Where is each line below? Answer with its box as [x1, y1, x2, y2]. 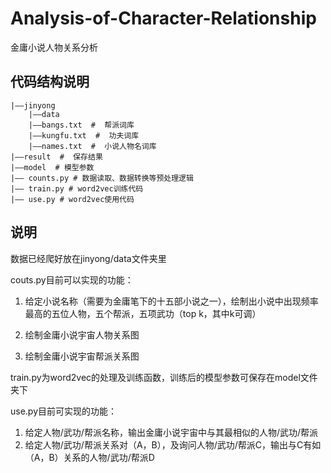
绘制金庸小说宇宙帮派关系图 [24, 350, 140, 362]
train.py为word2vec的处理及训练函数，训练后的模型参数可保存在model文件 [10, 371, 318, 383]
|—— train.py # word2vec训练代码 [10, 183, 144, 194]
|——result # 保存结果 [10, 152, 103, 162]
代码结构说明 [10, 73, 90, 91]
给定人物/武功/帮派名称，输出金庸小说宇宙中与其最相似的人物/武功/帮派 [24, 426, 318, 438]
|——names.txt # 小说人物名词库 [28, 141, 157, 151]
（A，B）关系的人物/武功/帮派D [24, 451, 155, 463]
